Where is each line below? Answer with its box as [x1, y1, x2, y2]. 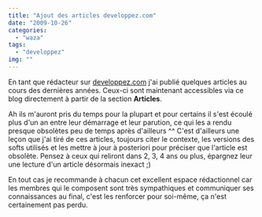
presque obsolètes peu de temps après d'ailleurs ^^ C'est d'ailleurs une [8, 125, 240, 135]
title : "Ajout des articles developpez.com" [8, 11, 157, 20]
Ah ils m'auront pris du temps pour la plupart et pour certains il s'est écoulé [8, 109, 253, 118]
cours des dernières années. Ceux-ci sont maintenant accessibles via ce [8, 85, 244, 95]
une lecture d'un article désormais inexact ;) [8, 159, 151, 169]
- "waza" [15, 33, 44, 42]
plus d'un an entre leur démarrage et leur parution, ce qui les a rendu [8, 118, 232, 127]
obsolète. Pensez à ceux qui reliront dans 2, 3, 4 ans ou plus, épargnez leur [8, 151, 253, 160]
